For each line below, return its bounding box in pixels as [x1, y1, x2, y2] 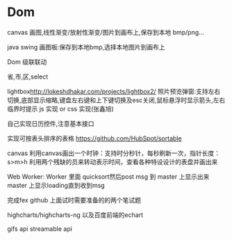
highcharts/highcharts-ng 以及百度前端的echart [7, 210, 144, 219]
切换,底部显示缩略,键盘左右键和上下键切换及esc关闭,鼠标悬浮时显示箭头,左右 [7, 95, 226, 104]
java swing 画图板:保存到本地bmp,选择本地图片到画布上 [7, 42, 165, 51]
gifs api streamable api [7, 224, 73, 233]
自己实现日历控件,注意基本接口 [7, 119, 95, 127]
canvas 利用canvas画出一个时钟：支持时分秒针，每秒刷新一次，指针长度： [7, 149, 221, 157]
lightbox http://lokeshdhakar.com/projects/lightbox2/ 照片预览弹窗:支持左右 [7, 87, 221, 95]
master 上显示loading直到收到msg [7, 181, 106, 189]
